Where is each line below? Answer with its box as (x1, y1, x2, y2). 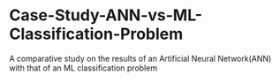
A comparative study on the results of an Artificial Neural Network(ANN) (9, 53, 272, 63)
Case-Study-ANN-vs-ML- (9, 5, 203, 26)
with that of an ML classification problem (9, 63, 157, 73)
